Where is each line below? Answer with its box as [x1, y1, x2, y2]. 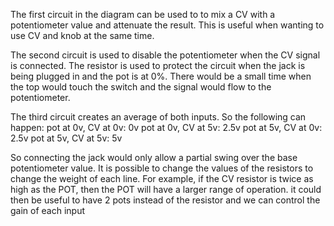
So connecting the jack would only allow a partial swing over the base [10, 152, 298, 163]
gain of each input [10, 205, 86, 216]
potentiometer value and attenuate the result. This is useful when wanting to [10, 19, 325, 31]
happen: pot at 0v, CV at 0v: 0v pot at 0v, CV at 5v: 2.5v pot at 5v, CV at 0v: [10, 122, 323, 133]
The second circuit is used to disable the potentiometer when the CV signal [10, 49, 321, 61]
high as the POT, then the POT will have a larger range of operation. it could [10, 184, 322, 195]
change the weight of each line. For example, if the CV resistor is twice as [10, 173, 314, 184]
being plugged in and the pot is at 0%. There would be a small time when [10, 70, 312, 82]
